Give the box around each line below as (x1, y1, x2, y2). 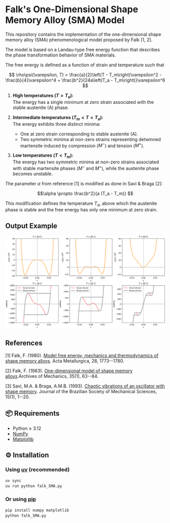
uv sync (5, 478, 22, 483)
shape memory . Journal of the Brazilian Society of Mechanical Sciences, (5, 388, 157, 394)
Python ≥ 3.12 (12, 425, 42, 431)
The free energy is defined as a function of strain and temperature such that (5, 62, 164, 68)
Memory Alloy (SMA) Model (5, 14, 125, 26)
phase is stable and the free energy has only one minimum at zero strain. (5, 207, 158, 213)
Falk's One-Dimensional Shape (5, 4, 139, 15)
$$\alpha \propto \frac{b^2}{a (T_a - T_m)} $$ (37, 190, 133, 197)
